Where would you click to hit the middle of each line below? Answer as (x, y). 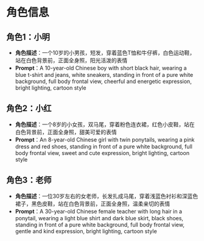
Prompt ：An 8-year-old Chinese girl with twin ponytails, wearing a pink (105, 139)
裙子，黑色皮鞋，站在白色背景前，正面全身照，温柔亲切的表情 (93, 203)
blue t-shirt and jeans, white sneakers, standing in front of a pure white (104, 75)
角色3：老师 (29, 180)
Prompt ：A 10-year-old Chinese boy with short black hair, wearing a (101, 68)
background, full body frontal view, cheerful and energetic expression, (103, 81)
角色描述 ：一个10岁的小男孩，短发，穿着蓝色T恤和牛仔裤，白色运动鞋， (105, 53)
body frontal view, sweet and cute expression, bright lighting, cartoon (102, 153)
